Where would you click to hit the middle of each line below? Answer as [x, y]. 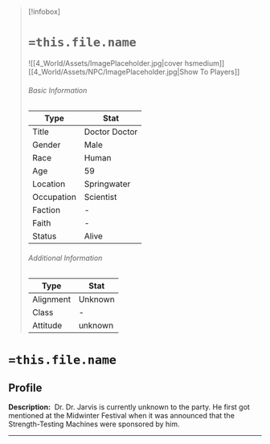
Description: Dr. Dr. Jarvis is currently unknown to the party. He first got [129, 407]
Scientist [100, 198]
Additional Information [65, 258]
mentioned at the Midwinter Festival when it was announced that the [122, 416]
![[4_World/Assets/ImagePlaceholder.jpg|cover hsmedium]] [126, 63]
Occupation [54, 198]
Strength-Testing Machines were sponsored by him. [94, 424]
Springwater [107, 184]
